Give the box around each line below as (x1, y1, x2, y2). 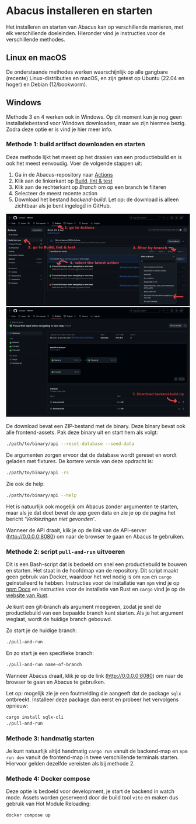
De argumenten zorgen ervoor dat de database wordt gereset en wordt (6, 451, 177, 458)
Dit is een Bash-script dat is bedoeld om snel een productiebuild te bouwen (6, 561, 187, 568)
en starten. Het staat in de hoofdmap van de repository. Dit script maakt (6, 567, 178, 574)
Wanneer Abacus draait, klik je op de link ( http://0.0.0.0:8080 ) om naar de (6, 673, 184, 680)
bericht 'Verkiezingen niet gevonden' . (6, 516, 96, 522)
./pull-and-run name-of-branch (6, 662, 82, 668)
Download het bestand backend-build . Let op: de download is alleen (14, 196, 179, 203)
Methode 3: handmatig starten (6, 734, 94, 742)
